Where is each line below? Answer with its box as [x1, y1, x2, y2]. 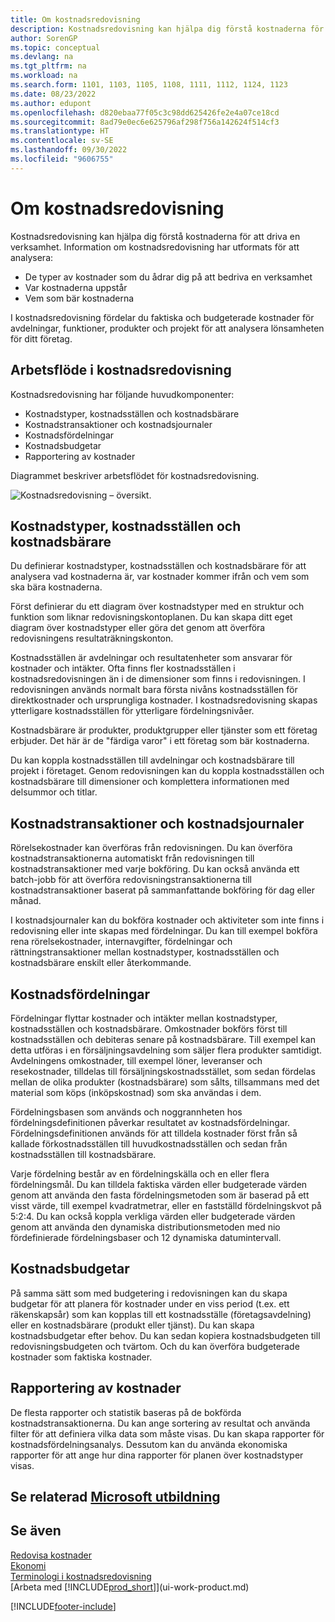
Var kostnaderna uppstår [24, 281, 128, 293]
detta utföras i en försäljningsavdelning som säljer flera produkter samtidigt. [10, 1044, 323, 1056]
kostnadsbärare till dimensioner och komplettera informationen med [10, 776, 290, 788]
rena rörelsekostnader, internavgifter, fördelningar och [10, 936, 233, 948]
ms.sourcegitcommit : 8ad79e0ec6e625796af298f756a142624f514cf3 [10, 117, 280, 127]
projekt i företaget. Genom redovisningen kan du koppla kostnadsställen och [10, 765, 325, 777]
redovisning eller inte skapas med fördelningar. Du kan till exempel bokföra [10, 925, 318, 937]
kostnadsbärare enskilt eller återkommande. [10, 957, 192, 969]
